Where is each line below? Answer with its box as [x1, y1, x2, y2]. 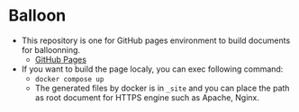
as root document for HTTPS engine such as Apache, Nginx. [34, 91, 260, 103]
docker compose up [34, 74, 104, 83]
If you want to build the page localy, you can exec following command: [21, 64, 284, 74]
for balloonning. [21, 44, 81, 55]
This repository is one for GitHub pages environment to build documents [21, 35, 291, 46]
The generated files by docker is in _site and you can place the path [34, 82, 290, 93]
